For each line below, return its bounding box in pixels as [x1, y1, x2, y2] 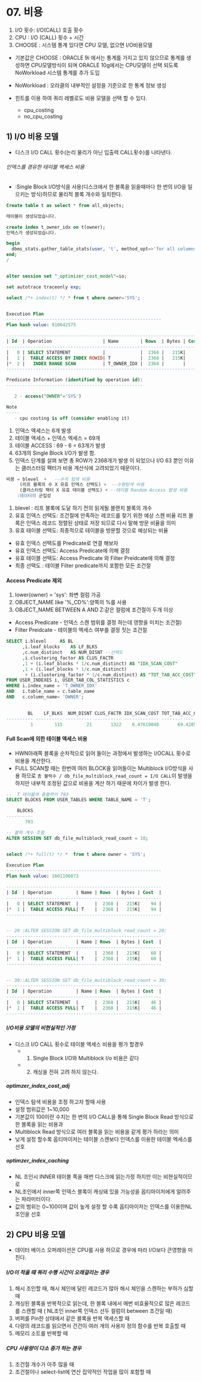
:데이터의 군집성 [17, 493, 51, 499]
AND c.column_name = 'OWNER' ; [6, 694, 84, 700]
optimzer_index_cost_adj [6, 1082, 70, 1090]
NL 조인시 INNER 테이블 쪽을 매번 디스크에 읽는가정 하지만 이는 [14, 1173, 163, 1180]
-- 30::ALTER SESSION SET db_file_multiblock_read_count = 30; [6, 977, 167, 983]
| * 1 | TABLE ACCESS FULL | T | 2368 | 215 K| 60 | [6, 956, 162, 962]
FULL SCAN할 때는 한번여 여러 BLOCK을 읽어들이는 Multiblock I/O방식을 [14, 764, 187, 772]
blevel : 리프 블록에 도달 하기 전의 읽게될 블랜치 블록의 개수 [14, 504, 153, 512]
